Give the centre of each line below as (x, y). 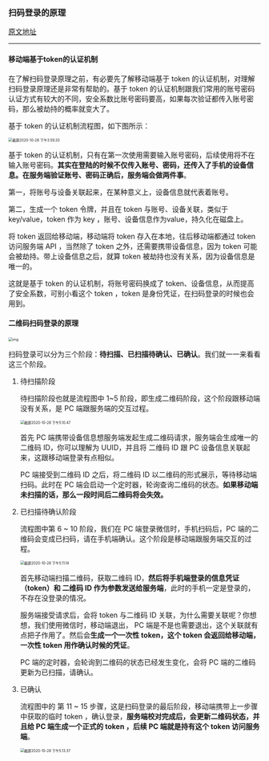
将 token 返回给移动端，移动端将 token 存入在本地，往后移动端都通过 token (132, 236)
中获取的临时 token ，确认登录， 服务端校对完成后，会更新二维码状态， (137, 716)
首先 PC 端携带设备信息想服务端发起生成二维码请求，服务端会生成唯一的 (139, 437)
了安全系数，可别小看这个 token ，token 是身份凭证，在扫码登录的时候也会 (131, 293)
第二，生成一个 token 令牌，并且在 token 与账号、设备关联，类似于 (118, 209)
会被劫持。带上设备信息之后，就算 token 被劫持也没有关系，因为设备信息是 (132, 256)
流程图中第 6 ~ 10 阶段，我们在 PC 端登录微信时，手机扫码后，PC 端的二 (139, 528)
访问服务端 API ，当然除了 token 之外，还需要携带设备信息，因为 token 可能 (133, 246)
